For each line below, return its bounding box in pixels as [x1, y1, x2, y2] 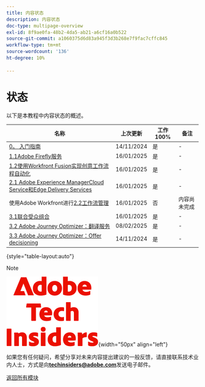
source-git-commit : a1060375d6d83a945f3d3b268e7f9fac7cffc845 [6, 35, 168, 42]
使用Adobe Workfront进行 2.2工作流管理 [9, 199, 109, 207]
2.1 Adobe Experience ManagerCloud [9, 179, 104, 186]
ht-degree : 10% [6, 55, 45, 61]
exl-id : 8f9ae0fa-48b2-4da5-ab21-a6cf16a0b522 [6, 29, 127, 35]
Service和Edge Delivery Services [9, 186, 92, 193]
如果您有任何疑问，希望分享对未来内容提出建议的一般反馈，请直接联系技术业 [6, 353, 199, 360]
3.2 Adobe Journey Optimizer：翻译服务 [9, 222, 110, 230]
